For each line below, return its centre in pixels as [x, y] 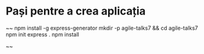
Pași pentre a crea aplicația [76, 11]
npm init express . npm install [42, 34]
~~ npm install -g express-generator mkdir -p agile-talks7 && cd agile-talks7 [102, 28]
